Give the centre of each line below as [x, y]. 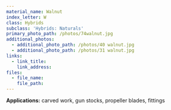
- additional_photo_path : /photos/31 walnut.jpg [73, 51]
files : [14, 73]
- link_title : [29, 61]
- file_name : [28, 78]
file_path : [30, 84]
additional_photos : [30, 39]
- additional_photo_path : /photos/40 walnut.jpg [73, 45]
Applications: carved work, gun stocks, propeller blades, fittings [85, 100]
